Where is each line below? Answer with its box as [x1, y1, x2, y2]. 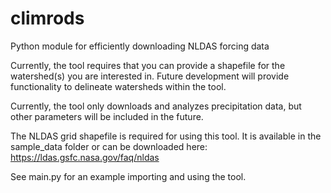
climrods [10, 7, 85, 30]
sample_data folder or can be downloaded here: [10, 140, 208, 152]
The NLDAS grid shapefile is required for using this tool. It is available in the [10, 130, 322, 142]
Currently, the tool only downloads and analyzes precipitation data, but [10, 100, 302, 112]
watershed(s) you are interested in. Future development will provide [10, 70, 290, 82]
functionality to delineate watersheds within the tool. [10, 80, 227, 92]
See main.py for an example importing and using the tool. [10, 170, 247, 182]
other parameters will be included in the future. [10, 110, 204, 122]
